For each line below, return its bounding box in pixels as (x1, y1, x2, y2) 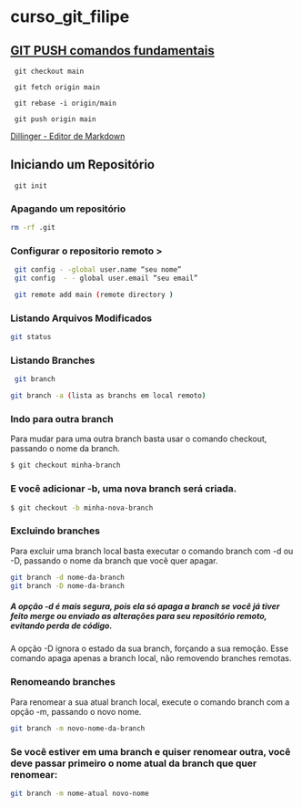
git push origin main (14, 115, 96, 124)
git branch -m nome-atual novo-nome (10, 789, 149, 798)
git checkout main (14, 67, 85, 76)
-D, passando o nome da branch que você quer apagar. (10, 554, 218, 566)
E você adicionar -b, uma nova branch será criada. (10, 482, 237, 495)
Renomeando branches (10, 676, 116, 688)
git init (14, 181, 48, 191)
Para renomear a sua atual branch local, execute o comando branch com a (10, 696, 290, 708)
